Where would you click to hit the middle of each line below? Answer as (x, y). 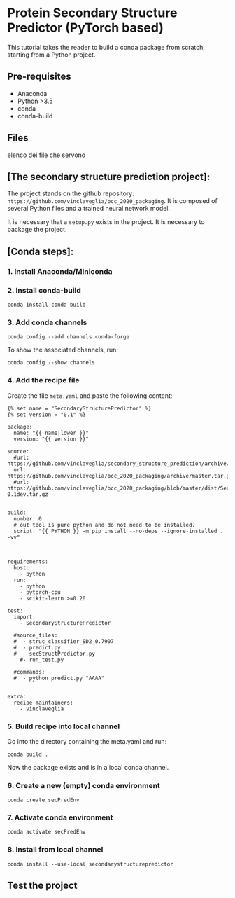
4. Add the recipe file (43, 380)
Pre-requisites (39, 77)
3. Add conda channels (47, 322)
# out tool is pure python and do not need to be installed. (105, 525)
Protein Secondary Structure (92, 13)
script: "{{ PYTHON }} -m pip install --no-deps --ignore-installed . (119, 531)
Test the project (43, 886)
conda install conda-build (47, 305)
